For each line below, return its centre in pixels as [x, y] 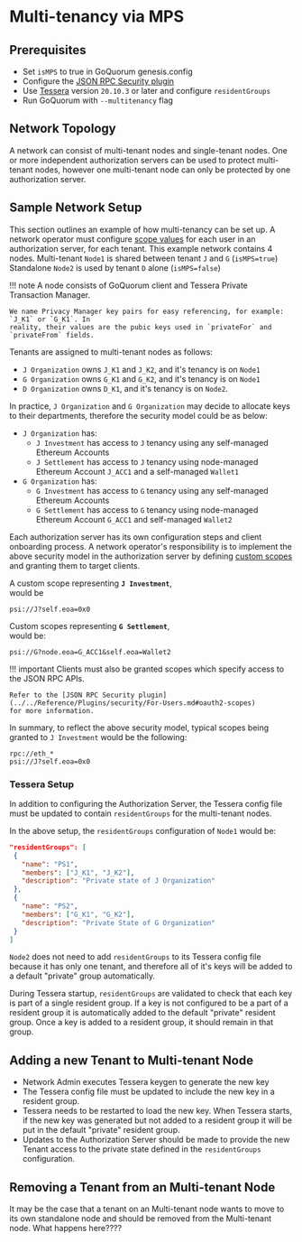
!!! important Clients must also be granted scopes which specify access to [147, 669]
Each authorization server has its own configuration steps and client [136, 537]
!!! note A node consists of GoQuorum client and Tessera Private [128, 285]
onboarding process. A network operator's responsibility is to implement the [151, 546]
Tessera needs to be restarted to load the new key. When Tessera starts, [157, 1111]
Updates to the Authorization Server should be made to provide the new [156, 1140]
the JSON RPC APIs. [47, 678]
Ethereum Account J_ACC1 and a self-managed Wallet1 [137, 471]
